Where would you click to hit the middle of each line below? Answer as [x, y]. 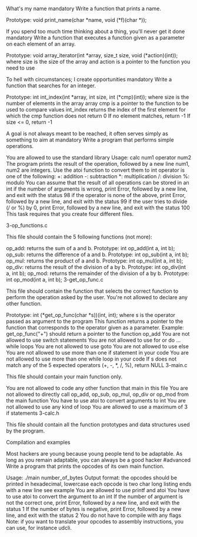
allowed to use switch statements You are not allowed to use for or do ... [94, 340]
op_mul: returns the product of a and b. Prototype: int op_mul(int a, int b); [95, 261]
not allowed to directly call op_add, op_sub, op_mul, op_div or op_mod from [98, 394]
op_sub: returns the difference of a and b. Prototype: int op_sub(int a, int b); [98, 254]
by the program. [26, 431]
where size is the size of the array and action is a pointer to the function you [98, 62]
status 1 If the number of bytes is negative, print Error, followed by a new [94, 509]
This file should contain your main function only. [64, 376]
